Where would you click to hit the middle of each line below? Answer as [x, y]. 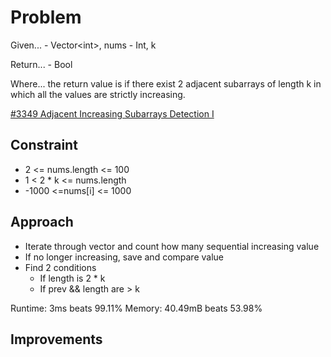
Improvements [56, 339]
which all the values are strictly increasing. [98, 94]
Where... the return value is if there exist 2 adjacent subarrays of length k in [166, 83]
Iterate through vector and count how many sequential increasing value [172, 246]
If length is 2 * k [72, 278]
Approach [42, 222]
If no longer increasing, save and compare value [124, 257]
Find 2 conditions [60, 267]
